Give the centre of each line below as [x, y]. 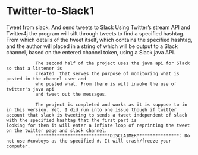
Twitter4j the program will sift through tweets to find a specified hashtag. [95, 33]
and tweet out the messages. [72, 94]
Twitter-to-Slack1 [50, 11]
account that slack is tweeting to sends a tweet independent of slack [97, 115]
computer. [18, 146]
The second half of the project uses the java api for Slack [113, 63]
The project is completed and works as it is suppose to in [111, 105]
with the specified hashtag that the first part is [71, 120]
